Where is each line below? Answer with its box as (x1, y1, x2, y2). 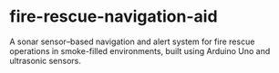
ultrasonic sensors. (9, 55, 82, 66)
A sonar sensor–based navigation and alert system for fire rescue (9, 36, 255, 47)
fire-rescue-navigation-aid (9, 6, 218, 27)
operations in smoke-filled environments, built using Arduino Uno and (9, 45, 271, 56)
